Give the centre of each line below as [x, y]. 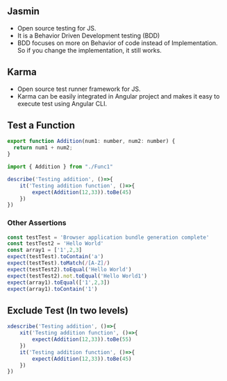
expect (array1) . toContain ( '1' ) [52, 289]
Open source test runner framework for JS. [79, 89]
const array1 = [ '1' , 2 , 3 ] [44, 250]
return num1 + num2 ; [43, 148]
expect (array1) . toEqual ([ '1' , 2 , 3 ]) [59, 282]
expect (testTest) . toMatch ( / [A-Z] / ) [59, 263]
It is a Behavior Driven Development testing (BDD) [89, 35]
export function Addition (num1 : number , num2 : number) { [91, 142]
